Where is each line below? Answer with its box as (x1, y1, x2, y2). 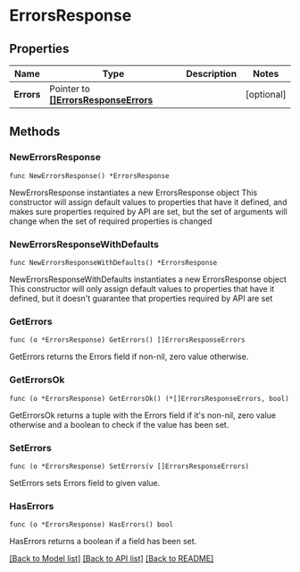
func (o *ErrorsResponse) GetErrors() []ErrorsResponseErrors (9, 336, 246, 345)
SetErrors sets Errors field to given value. (9, 477, 161, 488)
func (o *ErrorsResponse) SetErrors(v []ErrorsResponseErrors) (9, 462, 250, 471)
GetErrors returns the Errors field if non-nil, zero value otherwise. (9, 351, 249, 363)
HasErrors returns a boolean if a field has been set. (9, 536, 197, 547)
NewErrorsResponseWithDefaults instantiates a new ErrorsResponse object (9, 274, 287, 285)
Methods (9, 124, 61, 140)
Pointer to (48, 82, 91, 95)
